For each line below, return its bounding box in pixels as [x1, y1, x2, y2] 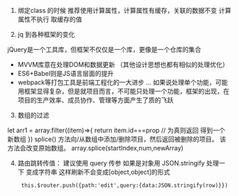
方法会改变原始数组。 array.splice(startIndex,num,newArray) [7, 144, 184, 152]
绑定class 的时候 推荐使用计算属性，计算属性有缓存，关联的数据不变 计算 [17, 6, 232, 14]
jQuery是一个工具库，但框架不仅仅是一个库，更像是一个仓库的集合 [7, 45, 201, 53]
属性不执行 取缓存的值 [17, 15, 82, 23]
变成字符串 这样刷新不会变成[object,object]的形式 [26, 168, 171, 176]
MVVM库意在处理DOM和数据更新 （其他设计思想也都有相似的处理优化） [17, 60, 229, 69]
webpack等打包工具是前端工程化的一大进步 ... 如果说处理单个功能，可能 [17, 78, 228, 87]
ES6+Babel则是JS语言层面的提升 [17, 70, 114, 77]
